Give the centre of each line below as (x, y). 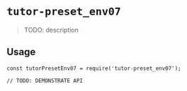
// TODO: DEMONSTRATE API (45, 80)
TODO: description (51, 30)
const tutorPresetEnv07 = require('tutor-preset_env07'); (94, 68)
